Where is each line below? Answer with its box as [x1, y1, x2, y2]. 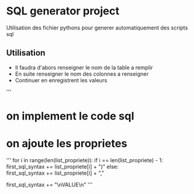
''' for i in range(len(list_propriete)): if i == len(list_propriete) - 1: [6, 156, 163, 163]
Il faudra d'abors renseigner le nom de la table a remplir [14, 64, 154, 71]
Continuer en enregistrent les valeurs [14, 76, 107, 83]
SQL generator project [6, 4, 120, 18]
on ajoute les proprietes [6, 137, 128, 151]
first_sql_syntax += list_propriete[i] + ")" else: [6, 163, 119, 170]
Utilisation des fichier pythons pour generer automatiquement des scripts [6, 24, 188, 31]
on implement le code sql [6, 109, 134, 123]
